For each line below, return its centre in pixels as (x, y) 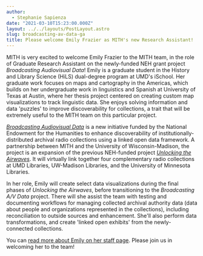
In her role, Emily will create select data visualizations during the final (92, 183)
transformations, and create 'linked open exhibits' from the (80, 222)
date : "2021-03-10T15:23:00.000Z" (50, 23)
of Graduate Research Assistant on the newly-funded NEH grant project (96, 64)
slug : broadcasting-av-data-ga (46, 34)
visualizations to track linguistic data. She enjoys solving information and (97, 102)
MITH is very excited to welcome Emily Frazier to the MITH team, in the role (101, 57)
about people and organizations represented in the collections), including (98, 209)
